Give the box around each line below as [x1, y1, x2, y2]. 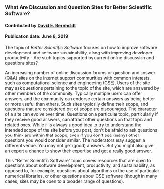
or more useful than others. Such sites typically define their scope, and [5, 101, 148, 107]
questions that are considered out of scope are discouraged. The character [5, 106, 157, 112]
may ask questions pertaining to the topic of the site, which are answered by [5, 85, 159, 91]
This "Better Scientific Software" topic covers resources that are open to [5, 157, 151, 163]
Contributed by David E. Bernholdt [5, 22, 76, 28]
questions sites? [5, 60, 38, 66]
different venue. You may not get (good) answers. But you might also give [5, 142, 154, 148]
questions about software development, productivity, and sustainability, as [5, 162, 155, 168]
